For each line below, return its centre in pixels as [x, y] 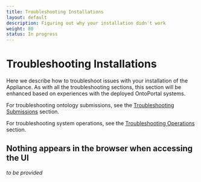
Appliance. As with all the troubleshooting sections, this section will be [94, 87]
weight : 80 [20, 29]
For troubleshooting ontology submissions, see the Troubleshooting [90, 105]
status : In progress [32, 34]
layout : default [27, 17]
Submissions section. [33, 111]
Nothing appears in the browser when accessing [100, 149]
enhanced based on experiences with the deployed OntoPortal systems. [96, 93]
